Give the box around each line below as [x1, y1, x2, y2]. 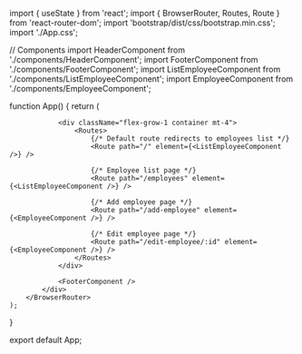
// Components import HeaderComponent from [9, 44, 186, 55]
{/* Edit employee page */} [90, 230, 197, 239]
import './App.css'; [9, 27, 79, 37]
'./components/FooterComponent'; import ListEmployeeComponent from [9, 64, 281, 74]
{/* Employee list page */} [90, 166, 197, 175]
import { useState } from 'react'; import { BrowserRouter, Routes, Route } [9, 8, 280, 18]
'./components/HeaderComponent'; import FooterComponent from [9, 54, 258, 64]
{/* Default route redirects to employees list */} [90, 134, 290, 143]
